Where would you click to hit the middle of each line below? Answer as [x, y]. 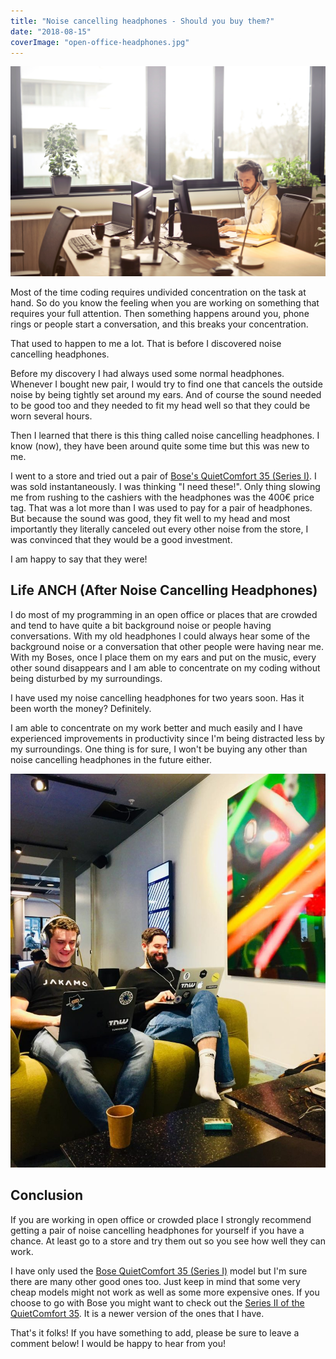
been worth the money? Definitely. [81, 708]
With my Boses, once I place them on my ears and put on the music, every [163, 657]
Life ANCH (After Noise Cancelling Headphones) [164, 590]
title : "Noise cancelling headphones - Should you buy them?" [142, 21]
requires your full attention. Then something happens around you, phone [160, 314]
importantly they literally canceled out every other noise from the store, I [159, 529]
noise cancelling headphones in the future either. [111, 759]
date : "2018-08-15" [51, 31]
